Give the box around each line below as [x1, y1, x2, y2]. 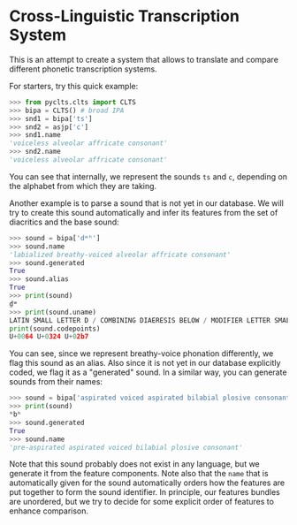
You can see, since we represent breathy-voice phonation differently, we [9, 348, 274, 359]
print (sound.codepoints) [9, 324, 101, 333]
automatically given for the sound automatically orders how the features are [9, 477, 286, 488]
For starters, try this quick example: [9, 80, 139, 91]
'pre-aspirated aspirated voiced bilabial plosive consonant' [9, 443, 243, 452]
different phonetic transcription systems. [9, 64, 157, 74]
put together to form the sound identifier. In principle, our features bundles [9, 487, 281, 498]
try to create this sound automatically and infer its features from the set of [9, 207, 278, 217]
